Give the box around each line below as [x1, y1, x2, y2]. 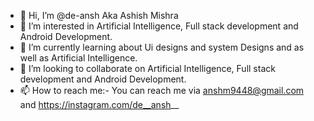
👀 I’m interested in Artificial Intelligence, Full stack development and [19, 20, 299, 32]
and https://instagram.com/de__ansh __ [19, 99, 180, 110]
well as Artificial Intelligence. [19, 52, 138, 64]
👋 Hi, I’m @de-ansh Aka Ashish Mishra [19, 10, 179, 21]
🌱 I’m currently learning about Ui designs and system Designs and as [19, 41, 305, 53]
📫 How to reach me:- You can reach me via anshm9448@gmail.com [19, 85, 305, 96]
